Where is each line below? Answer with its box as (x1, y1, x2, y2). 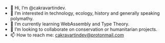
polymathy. (10, 16, 34, 21)
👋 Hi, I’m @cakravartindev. (10, 5, 67, 11)
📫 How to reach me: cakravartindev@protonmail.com (10, 32, 124, 38)
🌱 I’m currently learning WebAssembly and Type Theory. (10, 21, 130, 27)
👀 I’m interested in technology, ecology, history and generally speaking (10, 10, 160, 16)
